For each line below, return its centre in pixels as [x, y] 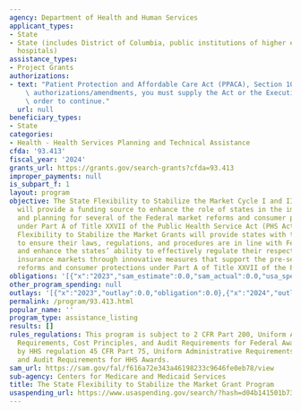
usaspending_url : [42, 393]
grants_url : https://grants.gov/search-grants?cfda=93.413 [122, 168]
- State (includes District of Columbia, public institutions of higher [148, 43]
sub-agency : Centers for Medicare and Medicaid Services [118, 376]
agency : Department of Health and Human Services [104, 17]
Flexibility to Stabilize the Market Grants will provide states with [152, 234]
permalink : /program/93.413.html [72, 302]
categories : [31, 135]
